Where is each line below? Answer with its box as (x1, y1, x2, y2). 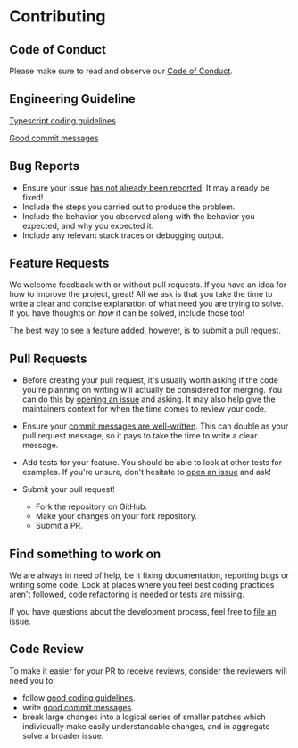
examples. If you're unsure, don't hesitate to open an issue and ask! (21, 467, 272, 478)
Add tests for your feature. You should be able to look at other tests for (21, 457, 283, 468)
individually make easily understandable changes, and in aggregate (21, 720, 270, 731)
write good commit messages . (21, 701, 134, 712)
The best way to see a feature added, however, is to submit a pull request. (9, 325, 281, 336)
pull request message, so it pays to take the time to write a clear (21, 430, 258, 441)
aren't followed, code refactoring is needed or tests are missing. (9, 589, 245, 600)
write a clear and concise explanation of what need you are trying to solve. (9, 298, 284, 310)
